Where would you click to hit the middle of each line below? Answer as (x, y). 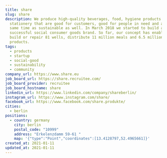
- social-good (24, 60)
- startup (20, 56)
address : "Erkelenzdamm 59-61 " (47, 134)
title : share (19, 10)
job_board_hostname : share (33, 88)
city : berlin (28, 125)
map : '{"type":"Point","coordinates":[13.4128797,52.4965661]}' (82, 139)
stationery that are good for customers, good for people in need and (84, 24)
